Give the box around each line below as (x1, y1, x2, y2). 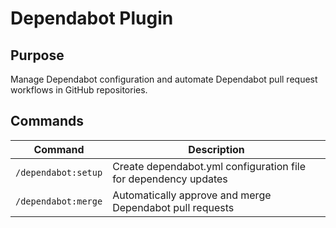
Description (188, 142, 245, 156)
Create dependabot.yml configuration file (112, 159, 307, 173)
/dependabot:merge (15, 195, 103, 207)
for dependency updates (112, 172, 228, 186)
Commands (10, 113, 85, 130)
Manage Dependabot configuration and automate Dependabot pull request (10, 73, 318, 85)
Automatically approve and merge (112, 188, 272, 202)
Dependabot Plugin (10, 7, 174, 30)
